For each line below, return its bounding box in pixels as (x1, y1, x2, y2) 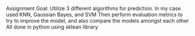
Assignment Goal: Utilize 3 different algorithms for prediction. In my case (6, 5, 181, 12)
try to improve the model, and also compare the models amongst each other (6, 17, 189, 24)
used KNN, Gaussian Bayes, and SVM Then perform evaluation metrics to (6, 11, 183, 18)
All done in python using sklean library (6, 23, 98, 30)
